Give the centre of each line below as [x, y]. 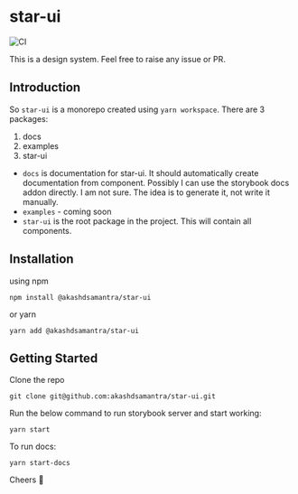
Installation [42, 259]
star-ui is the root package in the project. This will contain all [137, 221]
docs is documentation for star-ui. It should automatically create [140, 172]
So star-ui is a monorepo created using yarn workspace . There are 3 [137, 109]
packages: [29, 118]
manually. [40, 201]
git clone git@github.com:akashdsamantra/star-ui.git [113, 396]
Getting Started [54, 358]
